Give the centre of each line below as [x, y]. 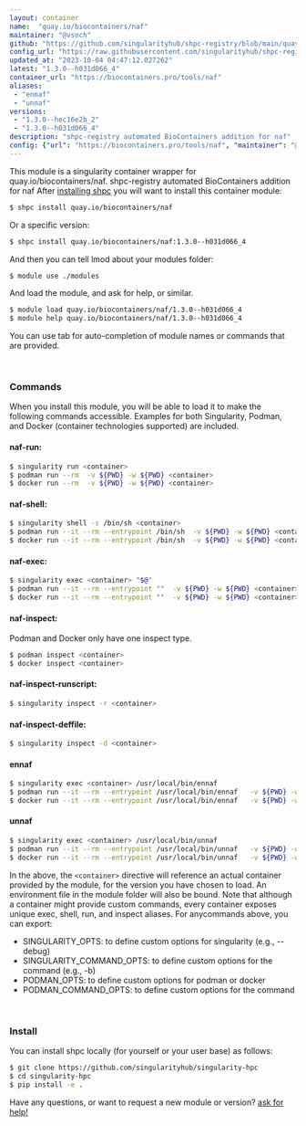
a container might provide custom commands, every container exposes [143, 904]
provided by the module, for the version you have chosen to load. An [138, 884]
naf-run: [26, 447]
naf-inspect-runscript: [53, 684]
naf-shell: [28, 504]
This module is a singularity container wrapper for [103, 171]
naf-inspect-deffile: [48, 724]
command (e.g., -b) [59, 970]
